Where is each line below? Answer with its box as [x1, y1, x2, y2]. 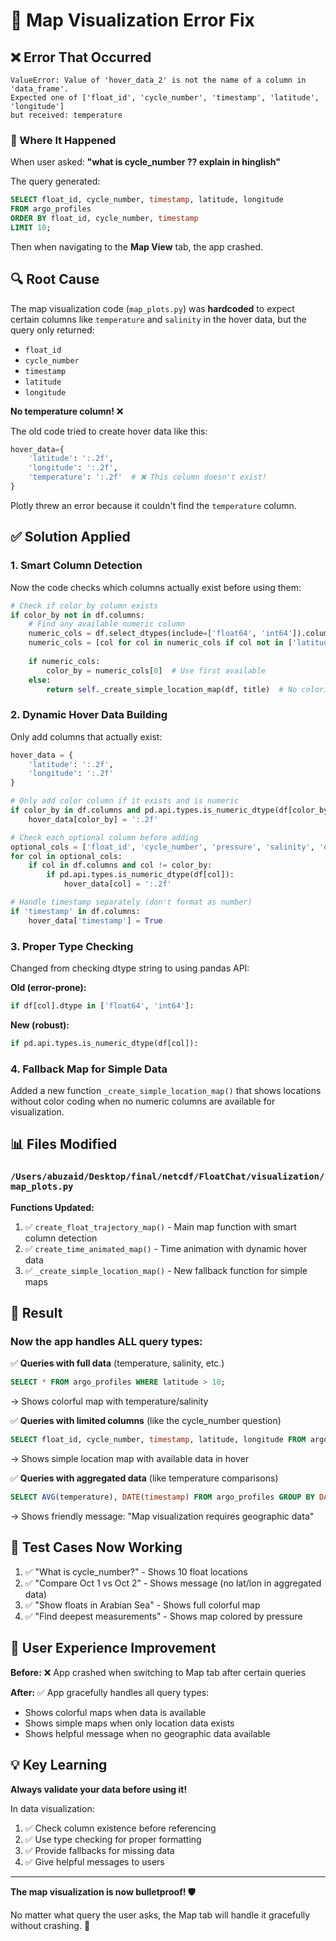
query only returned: [10, 324, 95, 336]
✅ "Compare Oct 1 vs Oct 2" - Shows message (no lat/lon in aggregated [24, 1577, 322, 1589]
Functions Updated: [10, 1201, 95, 1213]
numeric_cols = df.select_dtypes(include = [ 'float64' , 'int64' [28, 629, 293, 639]
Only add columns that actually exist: [10, 730, 163, 743]
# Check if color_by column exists [10, 600, 159, 611]
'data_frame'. [10, 84, 70, 94]
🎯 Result [10, 1305, 63, 1322]
